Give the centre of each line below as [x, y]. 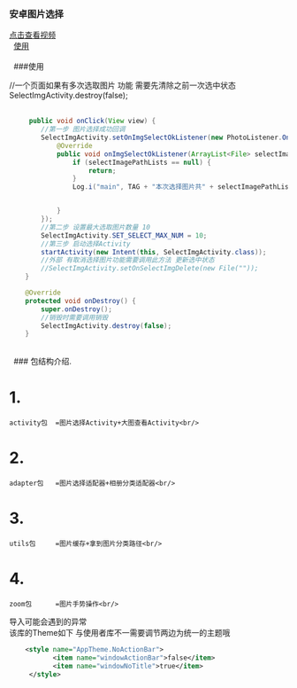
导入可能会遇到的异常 [48, 622]
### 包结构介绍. [42, 362]
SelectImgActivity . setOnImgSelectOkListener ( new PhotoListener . [162, 138]
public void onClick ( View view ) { [92, 121]
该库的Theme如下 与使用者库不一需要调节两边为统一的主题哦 [120, 633]
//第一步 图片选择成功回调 [83, 129]
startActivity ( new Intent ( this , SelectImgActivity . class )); [154, 252]
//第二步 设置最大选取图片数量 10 [95, 227]
